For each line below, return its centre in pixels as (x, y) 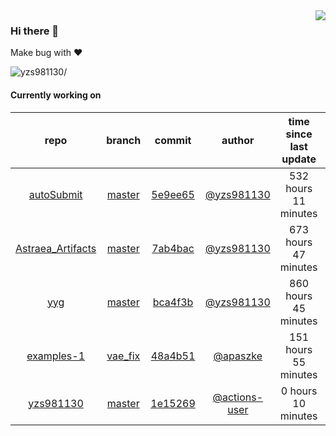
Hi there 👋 (35, 31)
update (299, 159)
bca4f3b (173, 302)
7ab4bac (173, 248)
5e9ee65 (173, 194)
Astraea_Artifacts (56, 248)
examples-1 (56, 356)
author (238, 140)
